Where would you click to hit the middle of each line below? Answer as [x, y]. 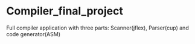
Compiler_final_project [65, 11]
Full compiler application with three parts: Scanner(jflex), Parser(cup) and [97, 28]
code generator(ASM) [33, 34]
